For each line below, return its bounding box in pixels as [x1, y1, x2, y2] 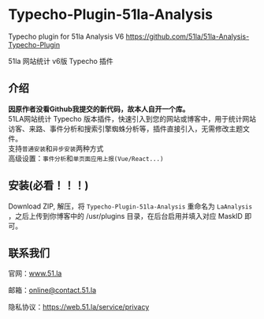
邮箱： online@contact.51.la [8, 286, 97, 295]
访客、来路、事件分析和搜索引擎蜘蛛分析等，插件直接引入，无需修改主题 [8, 124, 243, 133]
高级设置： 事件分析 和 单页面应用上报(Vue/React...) [8, 153, 164, 163]
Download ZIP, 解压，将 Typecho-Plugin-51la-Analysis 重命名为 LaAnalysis [8, 201, 253, 211]
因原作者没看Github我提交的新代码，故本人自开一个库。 [8, 104, 190, 114]
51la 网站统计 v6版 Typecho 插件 [8, 56, 113, 66]
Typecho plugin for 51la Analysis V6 [8, 32, 125, 41]
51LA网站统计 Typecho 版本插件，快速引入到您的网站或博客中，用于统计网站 [8, 114, 256, 123]
